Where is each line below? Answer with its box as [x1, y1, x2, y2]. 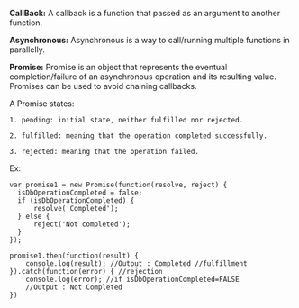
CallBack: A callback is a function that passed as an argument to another [9, 8, 281, 18]
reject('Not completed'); [32, 220, 131, 229]
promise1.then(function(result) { [9, 251, 140, 260]
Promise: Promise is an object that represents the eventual [9, 62, 228, 72]
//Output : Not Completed [25, 283, 123, 292]
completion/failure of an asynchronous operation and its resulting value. [9, 71, 276, 82]
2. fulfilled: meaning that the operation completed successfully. [9, 131, 268, 140]
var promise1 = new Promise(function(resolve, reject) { [9, 180, 228, 189]
